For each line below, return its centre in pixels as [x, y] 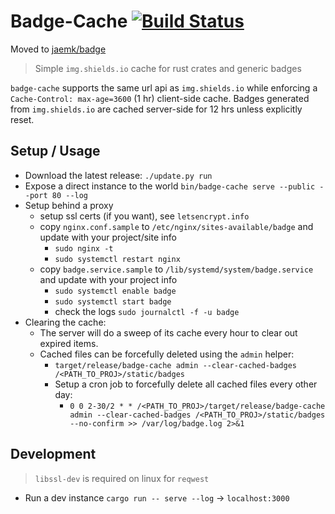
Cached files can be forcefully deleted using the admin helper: [167, 354]
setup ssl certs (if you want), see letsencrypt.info [144, 216]
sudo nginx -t [84, 248]
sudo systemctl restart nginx [117, 259]
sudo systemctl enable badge [115, 291]
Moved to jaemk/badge [58, 49]
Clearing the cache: [65, 322]
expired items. [69, 343]
